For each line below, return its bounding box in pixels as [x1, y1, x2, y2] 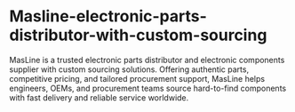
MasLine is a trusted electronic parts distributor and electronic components [9, 54, 285, 65]
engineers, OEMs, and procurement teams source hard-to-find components [9, 83, 287, 93]
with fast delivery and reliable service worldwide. [9, 92, 189, 103]
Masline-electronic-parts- [9, 6, 207, 27]
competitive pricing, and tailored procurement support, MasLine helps [9, 73, 265, 84]
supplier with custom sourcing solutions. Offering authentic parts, [9, 64, 250, 75]
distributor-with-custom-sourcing [9, 25, 267, 45]
